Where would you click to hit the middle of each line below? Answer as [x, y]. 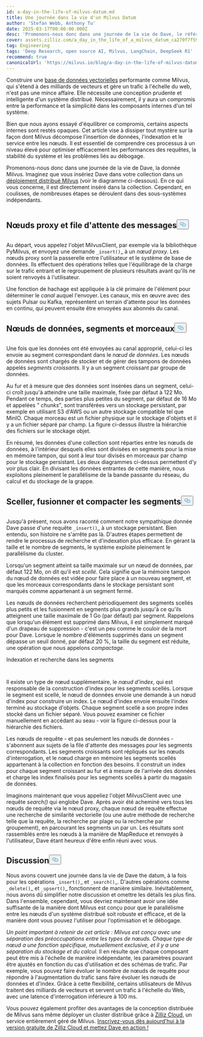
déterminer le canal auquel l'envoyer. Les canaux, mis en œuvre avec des [98, 296]
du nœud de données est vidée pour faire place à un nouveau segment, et [99, 578]
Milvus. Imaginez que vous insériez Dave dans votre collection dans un [95, 174]
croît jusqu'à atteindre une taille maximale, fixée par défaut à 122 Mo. [98, 393]
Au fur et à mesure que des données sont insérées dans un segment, [92, 386]
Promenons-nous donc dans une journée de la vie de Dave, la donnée [93, 168]
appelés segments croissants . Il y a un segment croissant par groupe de [96, 368]
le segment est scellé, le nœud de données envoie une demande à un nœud [101, 695]
